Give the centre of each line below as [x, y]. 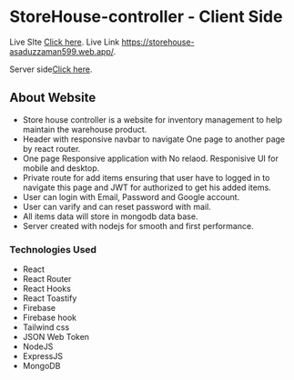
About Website [53, 98]
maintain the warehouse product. [85, 129]
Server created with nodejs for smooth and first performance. [138, 225]
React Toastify [50, 298]
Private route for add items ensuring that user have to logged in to [146, 177]
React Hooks [46, 289]
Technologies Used [53, 249]
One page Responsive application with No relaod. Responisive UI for [151, 158]
